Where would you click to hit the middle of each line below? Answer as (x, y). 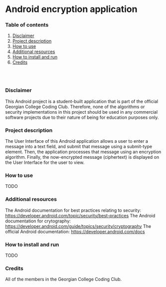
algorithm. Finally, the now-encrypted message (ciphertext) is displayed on (82, 157)
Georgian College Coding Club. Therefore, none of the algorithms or (75, 107)
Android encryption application (71, 9)
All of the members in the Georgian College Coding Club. (64, 279)
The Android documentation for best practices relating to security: (73, 210)
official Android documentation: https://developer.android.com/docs (75, 231)
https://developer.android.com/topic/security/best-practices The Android (80, 215)
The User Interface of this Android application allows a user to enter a (77, 141)
